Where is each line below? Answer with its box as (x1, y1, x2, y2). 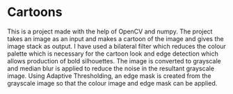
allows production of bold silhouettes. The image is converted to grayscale (7, 56, 221, 65)
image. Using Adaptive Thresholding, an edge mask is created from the (7, 71, 211, 80)
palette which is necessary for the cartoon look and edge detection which (7, 49, 219, 58)
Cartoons (7, 4, 63, 20)
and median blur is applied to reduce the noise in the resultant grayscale (7, 64, 214, 72)
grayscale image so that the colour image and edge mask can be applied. (7, 79, 218, 87)
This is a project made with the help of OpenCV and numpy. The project (7, 27, 213, 36)
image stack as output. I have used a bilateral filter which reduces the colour (7, 42, 226, 50)
